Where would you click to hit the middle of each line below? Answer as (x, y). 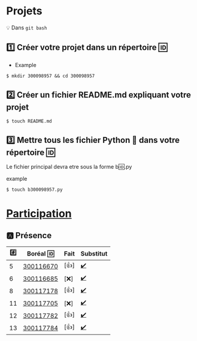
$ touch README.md (29, 121)
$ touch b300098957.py (34, 190)
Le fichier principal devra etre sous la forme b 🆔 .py (69, 167)
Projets (25, 11)
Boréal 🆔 (40, 254)
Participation (39, 213)
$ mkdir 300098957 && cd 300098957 (51, 76)
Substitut (94, 254)
